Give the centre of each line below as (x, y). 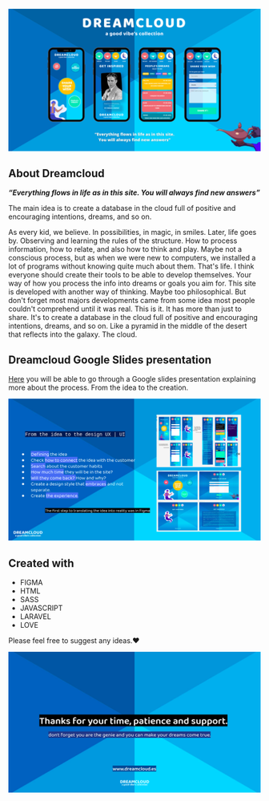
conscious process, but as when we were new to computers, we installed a (132, 258)
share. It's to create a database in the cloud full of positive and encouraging (133, 318)
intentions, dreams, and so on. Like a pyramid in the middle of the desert (128, 326)
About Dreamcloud (57, 173)
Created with (41, 563)
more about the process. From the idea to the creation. (98, 388)
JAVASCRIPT (41, 608)
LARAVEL (36, 616)
